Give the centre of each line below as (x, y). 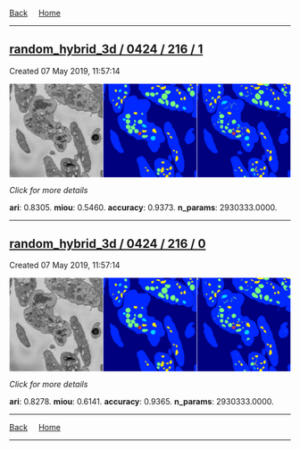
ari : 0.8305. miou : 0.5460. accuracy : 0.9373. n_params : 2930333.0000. (143, 207)
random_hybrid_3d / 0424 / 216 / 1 (106, 50)
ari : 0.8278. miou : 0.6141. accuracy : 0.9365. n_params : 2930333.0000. (142, 402)
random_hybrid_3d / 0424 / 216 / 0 (108, 244)
